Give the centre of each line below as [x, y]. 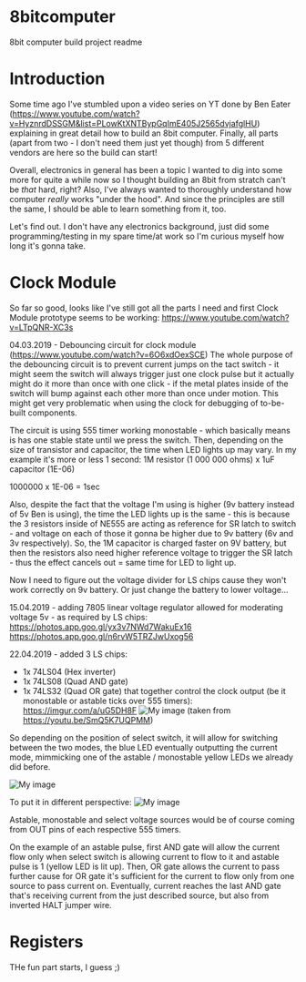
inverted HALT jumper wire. [61, 905]
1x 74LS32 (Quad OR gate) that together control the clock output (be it [154, 690]
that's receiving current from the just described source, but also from [139, 895]
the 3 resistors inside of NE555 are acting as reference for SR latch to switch [153, 523]
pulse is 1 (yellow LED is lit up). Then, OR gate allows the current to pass [145, 866]
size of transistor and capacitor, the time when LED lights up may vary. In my [153, 449]
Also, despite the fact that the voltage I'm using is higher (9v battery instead [152, 504]
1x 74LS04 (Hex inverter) [69, 671]
